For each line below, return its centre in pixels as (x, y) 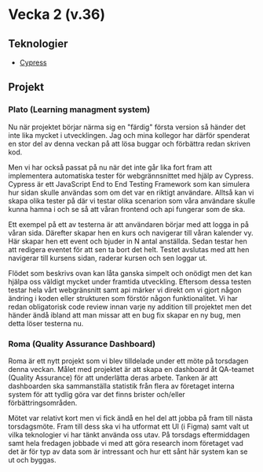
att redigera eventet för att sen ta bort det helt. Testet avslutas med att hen (129, 249)
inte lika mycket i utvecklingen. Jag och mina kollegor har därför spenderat (129, 135)
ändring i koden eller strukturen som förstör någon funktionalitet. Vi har (123, 298)
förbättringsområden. (43, 403)
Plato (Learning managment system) (79, 110)
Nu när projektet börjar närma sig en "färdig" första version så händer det (127, 127)
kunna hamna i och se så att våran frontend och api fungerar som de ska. (127, 209)
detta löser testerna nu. (46, 323)
